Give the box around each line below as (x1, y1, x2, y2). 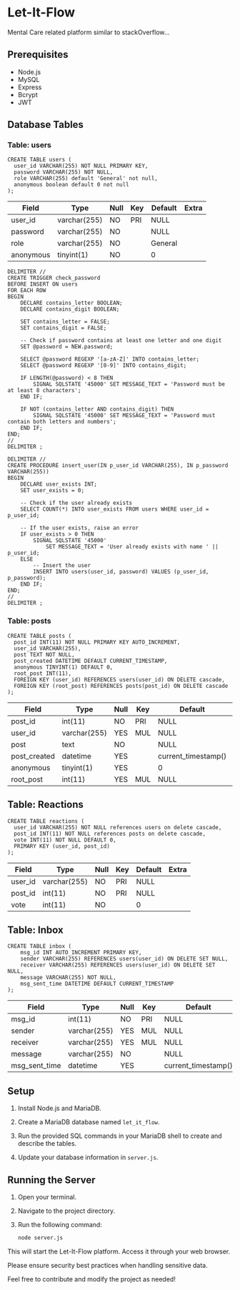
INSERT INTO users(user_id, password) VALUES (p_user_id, (33, 569, 209, 576)
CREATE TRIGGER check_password (7, 274, 101, 282)
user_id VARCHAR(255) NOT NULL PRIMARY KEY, (14, 162, 149, 170)
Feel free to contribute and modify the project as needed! (7, 1274, 176, 1283)
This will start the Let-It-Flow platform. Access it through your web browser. (7, 1247, 231, 1256)
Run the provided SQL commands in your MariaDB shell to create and (17, 1131, 223, 1140)
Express (17, 83, 42, 91)
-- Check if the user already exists (20, 499, 133, 507)
